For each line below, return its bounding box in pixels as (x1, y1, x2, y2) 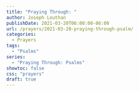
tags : (6, 43, 20, 49)
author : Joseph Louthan (6, 15, 66, 21)
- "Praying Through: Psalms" (11, 59, 85, 65)
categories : (6, 31, 36, 38)
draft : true (6, 76, 36, 82)
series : (6, 54, 26, 60)
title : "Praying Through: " (6, 8, 77, 15)
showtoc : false (6, 65, 45, 71)
